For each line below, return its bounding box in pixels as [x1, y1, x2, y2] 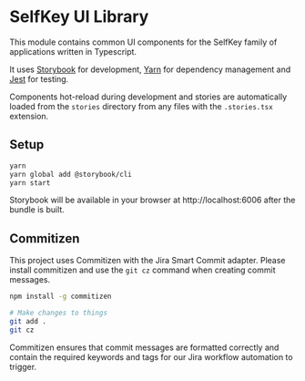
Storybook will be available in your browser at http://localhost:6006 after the [9, 194, 296, 206]
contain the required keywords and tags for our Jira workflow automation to [9, 351, 293, 362]
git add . [9, 316, 47, 325]
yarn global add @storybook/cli [9, 170, 132, 179]
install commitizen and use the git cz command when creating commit [9, 264, 276, 275]
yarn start [9, 178, 51, 188]
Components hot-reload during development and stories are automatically [9, 91, 288, 102]
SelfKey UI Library [9, 6, 149, 27]
